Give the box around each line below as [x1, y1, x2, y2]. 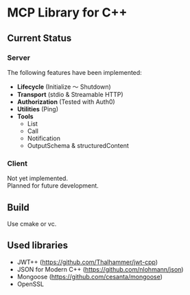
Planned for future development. [7, 182, 99, 190]
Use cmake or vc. [7, 219, 57, 228]
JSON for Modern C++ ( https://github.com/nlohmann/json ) [16, 265, 184, 273]
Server [7, 53, 31, 63]
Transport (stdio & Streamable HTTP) [16, 90, 123, 98]
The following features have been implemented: [7, 68, 142, 76]
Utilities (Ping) [16, 105, 58, 113]
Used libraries [7, 239, 69, 252]
